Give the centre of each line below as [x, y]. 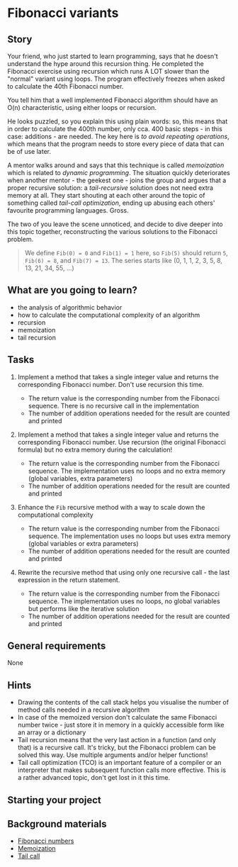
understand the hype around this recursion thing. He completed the [106, 64]
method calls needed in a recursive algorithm [84, 710]
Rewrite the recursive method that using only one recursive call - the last [124, 572]
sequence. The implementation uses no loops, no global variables [124, 601]
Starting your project [54, 800]
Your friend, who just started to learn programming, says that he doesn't [113, 56]
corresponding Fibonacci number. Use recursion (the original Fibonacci [122, 442]
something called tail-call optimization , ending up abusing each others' [111, 203]
